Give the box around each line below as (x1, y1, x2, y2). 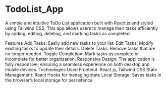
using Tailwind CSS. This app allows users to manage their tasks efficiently (5, 25, 158, 31)
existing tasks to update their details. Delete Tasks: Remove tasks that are (5, 45, 156, 51)
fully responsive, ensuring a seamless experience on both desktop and (5, 61, 150, 67)
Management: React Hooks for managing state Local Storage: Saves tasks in (5, 72, 162, 78)
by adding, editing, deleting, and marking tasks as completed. (5, 30, 131, 36)
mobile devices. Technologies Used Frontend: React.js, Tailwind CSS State (5, 66, 157, 73)
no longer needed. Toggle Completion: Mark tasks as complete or (5, 51, 139, 57)
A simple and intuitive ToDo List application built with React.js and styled (5, 20, 153, 26)
